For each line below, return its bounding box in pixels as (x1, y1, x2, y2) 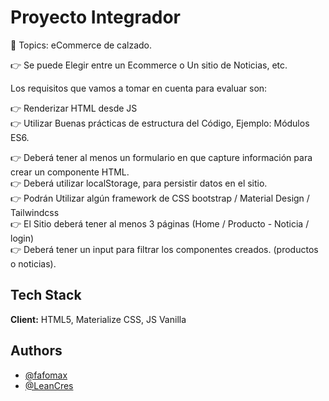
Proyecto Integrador (10, 6, 181, 29)
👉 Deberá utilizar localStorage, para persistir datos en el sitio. (10, 177, 268, 189)
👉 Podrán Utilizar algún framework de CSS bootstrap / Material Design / (10, 192, 310, 204)
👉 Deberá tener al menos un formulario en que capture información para (10, 151, 313, 163)
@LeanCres (24, 379, 74, 391)
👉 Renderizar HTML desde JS (10, 102, 138, 114)
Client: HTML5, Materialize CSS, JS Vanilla (10, 313, 187, 325)
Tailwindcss (10, 206, 60, 218)
